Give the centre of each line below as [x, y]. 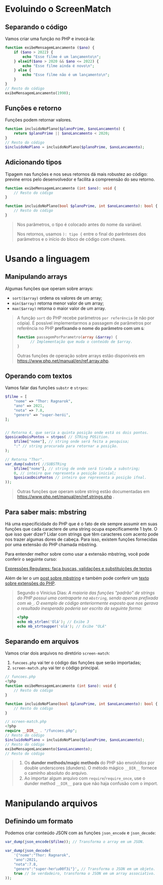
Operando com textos [39, 376]
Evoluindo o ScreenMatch [58, 9]
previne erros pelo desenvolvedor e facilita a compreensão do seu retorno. [80, 179]
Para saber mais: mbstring [46, 512]
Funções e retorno [33, 108]
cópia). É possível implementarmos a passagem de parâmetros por [84, 323]
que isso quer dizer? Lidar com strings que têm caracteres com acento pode [82, 534]
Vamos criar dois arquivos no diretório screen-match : [58, 653]
